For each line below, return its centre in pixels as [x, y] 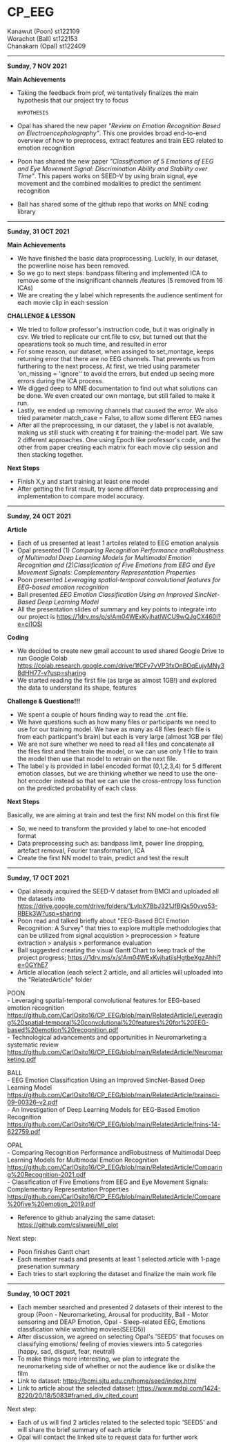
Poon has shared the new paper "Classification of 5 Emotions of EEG [115, 161]
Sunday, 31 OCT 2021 [39, 231]
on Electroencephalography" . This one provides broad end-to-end [112, 133]
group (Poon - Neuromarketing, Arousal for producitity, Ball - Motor [113, 1314]
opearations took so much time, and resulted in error [92, 344]
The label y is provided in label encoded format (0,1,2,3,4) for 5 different [119, 766]
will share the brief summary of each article [79, 1429]
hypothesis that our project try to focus [73, 100]
